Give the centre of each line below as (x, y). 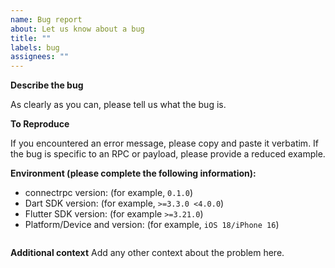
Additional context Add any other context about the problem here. (147, 253)
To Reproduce (40, 124)
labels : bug (35, 47)
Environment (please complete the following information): (133, 173)
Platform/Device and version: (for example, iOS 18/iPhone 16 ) (152, 225)
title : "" (31, 38)
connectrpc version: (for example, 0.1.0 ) (109, 193)
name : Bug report (46, 19)
